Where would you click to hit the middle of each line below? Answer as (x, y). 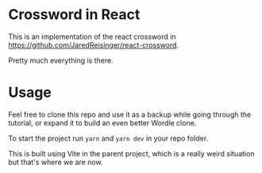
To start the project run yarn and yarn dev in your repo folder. (108, 138)
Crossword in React (74, 15)
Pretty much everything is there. (61, 60)
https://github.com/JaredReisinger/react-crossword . (94, 44)
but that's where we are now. (56, 162)
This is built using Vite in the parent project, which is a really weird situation (131, 153)
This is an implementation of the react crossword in (92, 37)
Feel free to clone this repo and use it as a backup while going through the (130, 114)
